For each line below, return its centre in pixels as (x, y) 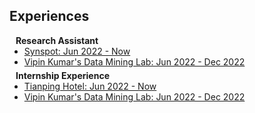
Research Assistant (57, 40)
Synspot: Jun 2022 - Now (77, 51)
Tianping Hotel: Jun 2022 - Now (90, 86)
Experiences (49, 16)
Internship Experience (62, 75)
